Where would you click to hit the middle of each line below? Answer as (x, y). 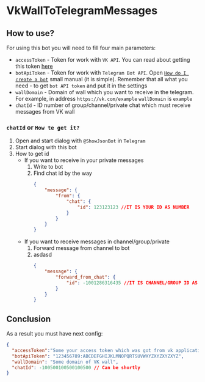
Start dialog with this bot (46, 147)
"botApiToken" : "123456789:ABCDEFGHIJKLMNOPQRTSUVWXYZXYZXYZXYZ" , (98, 356)
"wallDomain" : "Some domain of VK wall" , (65, 362)
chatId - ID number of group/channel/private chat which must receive (103, 105)
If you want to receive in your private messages (84, 160)
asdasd (43, 255)
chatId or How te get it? (43, 127)
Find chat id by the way (63, 173)
